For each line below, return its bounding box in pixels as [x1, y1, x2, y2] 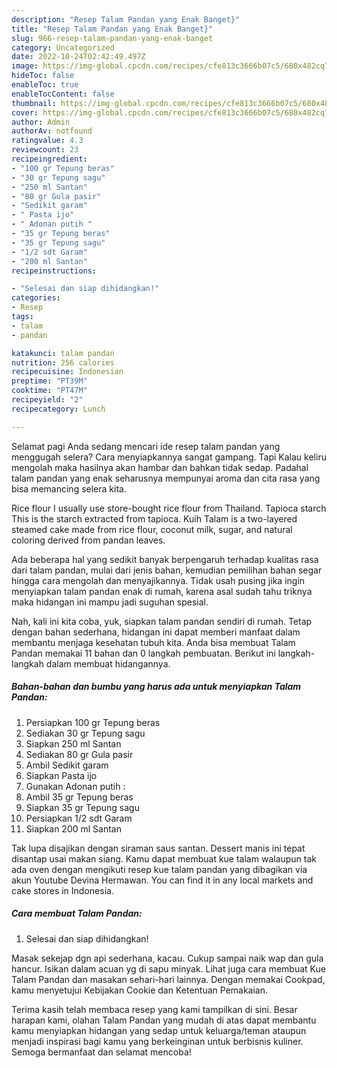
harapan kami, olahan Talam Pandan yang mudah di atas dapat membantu [11, 1014, 317, 1026]
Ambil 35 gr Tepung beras [25, 791, 134, 803]
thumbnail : [11, 98, 57, 108]
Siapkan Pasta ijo [25, 769, 98, 781]
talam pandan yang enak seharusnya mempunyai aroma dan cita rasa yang [11, 472, 321, 484]
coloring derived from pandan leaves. [11, 534, 166, 546]
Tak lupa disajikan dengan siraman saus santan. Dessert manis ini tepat [11, 842, 306, 854]
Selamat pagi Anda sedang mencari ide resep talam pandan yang [11, 440, 281, 452]
